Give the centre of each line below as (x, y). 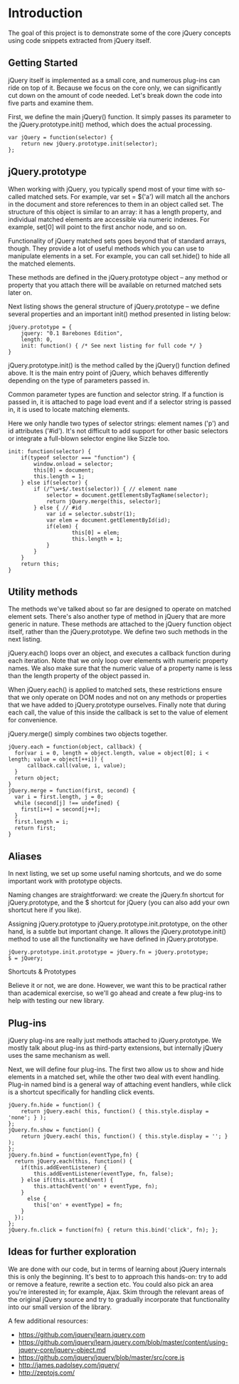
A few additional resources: (48, 1320)
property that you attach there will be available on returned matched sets (115, 285)
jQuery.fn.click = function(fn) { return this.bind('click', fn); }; (113, 1230)
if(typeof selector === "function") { (78, 458)
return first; (35, 828)
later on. (20, 292)
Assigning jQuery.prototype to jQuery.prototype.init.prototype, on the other (118, 924)
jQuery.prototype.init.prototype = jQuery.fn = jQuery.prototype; (108, 952)
